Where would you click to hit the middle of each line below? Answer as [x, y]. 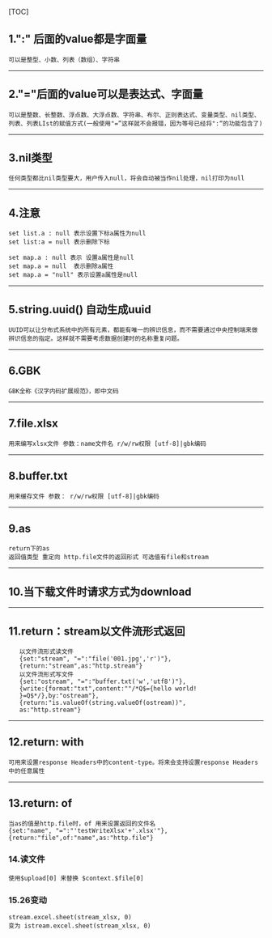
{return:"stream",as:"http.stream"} [81, 666]
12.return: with [46, 743]
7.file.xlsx [33, 424]
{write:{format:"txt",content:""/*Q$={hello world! [108, 688]
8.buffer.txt [38, 476]
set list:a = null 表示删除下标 [59, 242]
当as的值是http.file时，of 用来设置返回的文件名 [82, 823]
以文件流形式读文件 [47, 652]
